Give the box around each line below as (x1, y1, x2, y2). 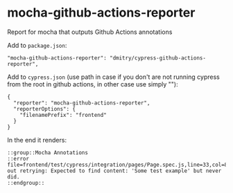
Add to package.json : (7, 41, 67, 49)
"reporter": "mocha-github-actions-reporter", (13, 99, 150, 107)
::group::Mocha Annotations (7, 149, 89, 156)
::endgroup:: (7, 179, 45, 186)
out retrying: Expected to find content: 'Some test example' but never (7, 167, 222, 174)
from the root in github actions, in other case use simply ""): (7, 80, 178, 88)
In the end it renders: (7, 136, 67, 144)
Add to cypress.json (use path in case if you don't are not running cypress (7, 73, 220, 81)
